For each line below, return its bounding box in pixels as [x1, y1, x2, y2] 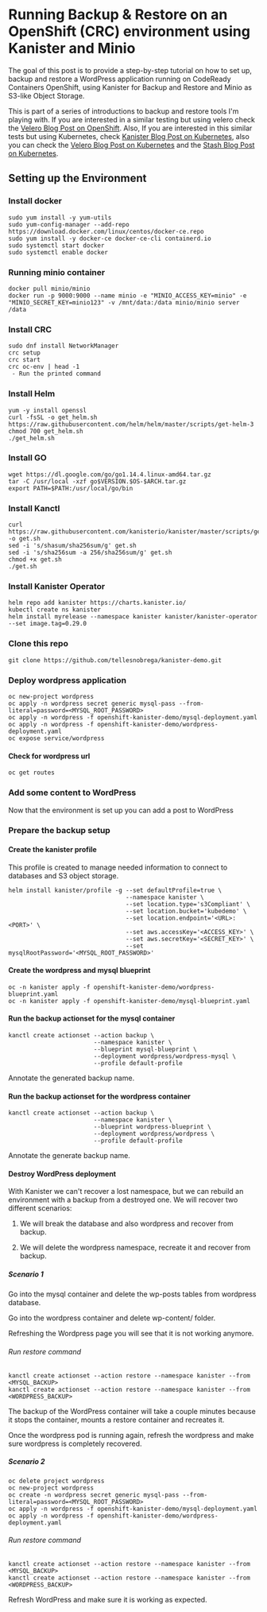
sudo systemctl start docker [8, 241, 105, 250]
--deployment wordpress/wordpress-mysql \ [93, 1052, 237, 1060]
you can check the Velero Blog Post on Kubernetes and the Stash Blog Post [8, 140, 255, 149]
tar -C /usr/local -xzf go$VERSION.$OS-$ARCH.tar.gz [8, 477, 187, 486]
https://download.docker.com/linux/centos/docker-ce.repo [8, 227, 204, 235]
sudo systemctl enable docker [8, 248, 109, 256]
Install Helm [8, 388, 56, 399]
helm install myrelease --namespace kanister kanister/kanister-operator [8, 613, 258, 621]
